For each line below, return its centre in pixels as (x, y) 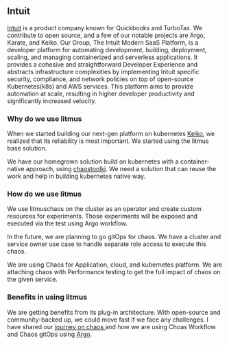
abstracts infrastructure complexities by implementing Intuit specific (103, 71)
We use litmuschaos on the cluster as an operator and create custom (105, 209)
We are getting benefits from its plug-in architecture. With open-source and (114, 312)
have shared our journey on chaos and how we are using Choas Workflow (111, 326)
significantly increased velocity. (52, 101)
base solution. (27, 148)
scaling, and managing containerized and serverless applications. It (103, 57)
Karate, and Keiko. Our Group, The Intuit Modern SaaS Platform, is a (103, 42)
